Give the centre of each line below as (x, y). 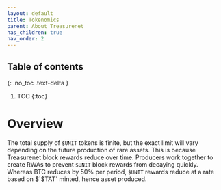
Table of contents (45, 67)
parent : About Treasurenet (45, 26)
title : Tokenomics (33, 20)
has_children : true (35, 32)
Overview (35, 124)
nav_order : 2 (26, 39)
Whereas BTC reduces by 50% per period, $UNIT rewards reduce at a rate (110, 172)
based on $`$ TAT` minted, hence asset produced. (77, 179)
